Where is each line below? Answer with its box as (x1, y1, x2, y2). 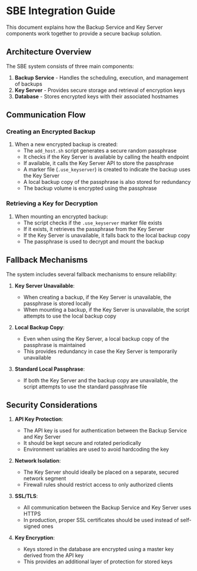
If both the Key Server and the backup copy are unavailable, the (23, 377, 178, 384)
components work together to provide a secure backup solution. (6, 29, 162, 37)
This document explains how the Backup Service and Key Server (6, 24, 163, 31)
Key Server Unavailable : (14, 282, 75, 289)
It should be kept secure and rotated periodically (23, 440, 141, 447)
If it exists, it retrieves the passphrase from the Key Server (23, 225, 165, 232)
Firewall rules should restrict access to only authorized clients (23, 481, 173, 489)
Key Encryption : (14, 534, 55, 542)
